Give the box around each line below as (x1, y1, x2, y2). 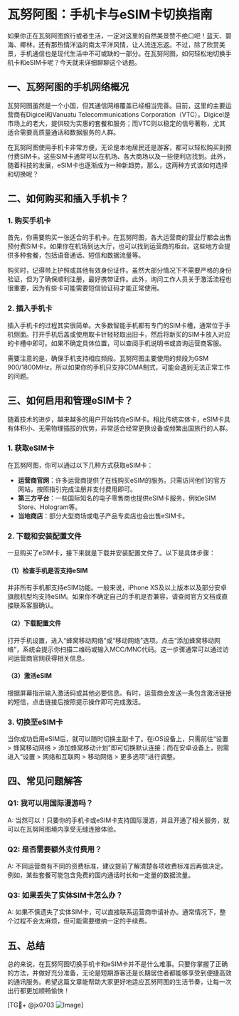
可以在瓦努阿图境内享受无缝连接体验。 (7, 824, 119, 833)
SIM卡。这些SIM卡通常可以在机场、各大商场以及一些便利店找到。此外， (19, 152, 230, 160)
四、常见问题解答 (7, 775, 83, 787)
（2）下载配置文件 (7, 619, 62, 627)
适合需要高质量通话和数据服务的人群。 (7, 127, 119, 136)
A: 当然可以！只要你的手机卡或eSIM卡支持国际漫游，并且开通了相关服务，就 (7, 816, 230, 824)
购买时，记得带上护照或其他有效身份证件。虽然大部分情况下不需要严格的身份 (7, 266, 232, 275)
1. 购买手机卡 (7, 216, 51, 226)
